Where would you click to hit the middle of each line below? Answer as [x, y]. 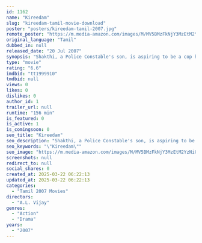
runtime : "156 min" [31, 113]
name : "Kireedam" [28, 17]
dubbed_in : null [26, 46]
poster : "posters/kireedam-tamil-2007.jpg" [62, 29]
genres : [16, 208]
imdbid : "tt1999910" [32, 74]
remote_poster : [25, 34]
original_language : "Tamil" [41, 40]
